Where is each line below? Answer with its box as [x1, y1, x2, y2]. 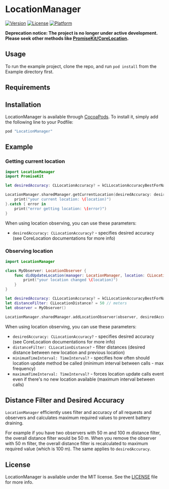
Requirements [5, 83, 50, 92]
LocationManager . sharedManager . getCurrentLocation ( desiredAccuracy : [5, 192, 152, 197]
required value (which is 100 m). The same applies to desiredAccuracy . [5, 446, 151, 452]
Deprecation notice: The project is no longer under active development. [5, 30, 158, 36]
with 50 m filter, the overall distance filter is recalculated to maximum [5, 441, 148, 447]
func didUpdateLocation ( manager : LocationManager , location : [14, 273, 145, 278]
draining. [5, 420, 24, 426]
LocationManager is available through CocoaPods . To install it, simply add [5, 113, 158, 119]
